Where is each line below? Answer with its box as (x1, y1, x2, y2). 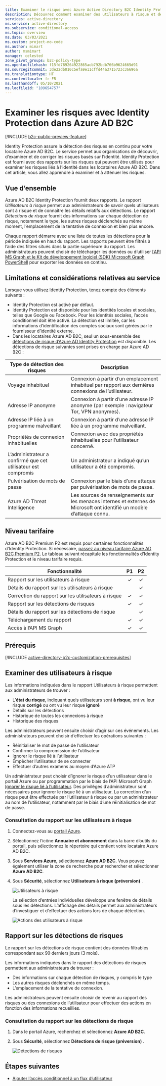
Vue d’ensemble (5, 184, 57, 192)
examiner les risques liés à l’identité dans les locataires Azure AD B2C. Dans (5, 164, 161, 170)
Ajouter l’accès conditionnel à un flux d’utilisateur (12, 1075, 113, 1081)
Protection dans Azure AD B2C (5, 117, 133, 129)
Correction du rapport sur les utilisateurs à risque (7, 592, 122, 599)
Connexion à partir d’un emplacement (71, 375, 158, 382)
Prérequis (5, 641, 36, 650)
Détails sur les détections (12, 707, 64, 713)
